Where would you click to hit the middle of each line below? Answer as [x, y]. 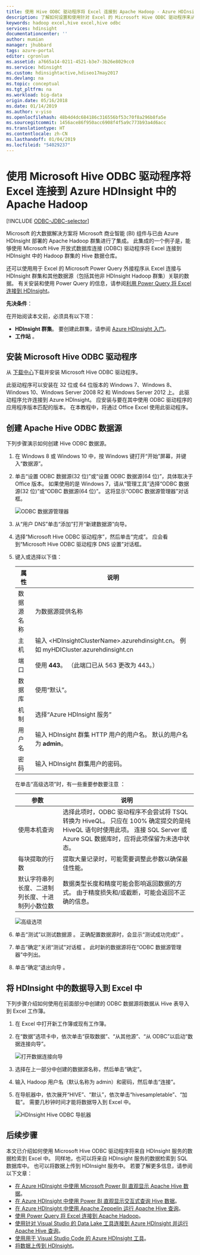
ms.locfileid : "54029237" [38, 145]
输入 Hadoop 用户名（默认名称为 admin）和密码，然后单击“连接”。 [96, 1082]
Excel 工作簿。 [31, 1011]
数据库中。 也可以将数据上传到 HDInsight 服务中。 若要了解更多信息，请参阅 [99, 1165]
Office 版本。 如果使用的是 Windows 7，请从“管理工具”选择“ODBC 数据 [102, 484]
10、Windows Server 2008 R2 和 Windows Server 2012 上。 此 [107, 392]
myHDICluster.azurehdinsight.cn [88, 650]
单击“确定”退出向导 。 [41, 967]
